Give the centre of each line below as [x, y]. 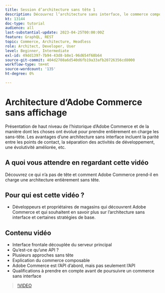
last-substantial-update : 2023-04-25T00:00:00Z [55, 32]
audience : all [20, 28]
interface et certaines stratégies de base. [54, 217]
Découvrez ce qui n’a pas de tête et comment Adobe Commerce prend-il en [82, 175]
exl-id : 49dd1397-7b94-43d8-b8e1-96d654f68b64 [54, 55]
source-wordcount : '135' [30, 69]
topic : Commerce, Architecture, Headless [48, 42]
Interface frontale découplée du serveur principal [62, 245]
